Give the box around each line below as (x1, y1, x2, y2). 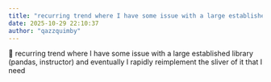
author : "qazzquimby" (8, 27, 81, 35)
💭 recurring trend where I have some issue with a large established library (8, 49, 254, 59)
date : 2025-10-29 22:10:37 (8, 19, 99, 27)
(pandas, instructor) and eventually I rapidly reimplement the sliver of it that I (8, 57, 263, 67)
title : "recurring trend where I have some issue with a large (8, 11, 226, 20)
